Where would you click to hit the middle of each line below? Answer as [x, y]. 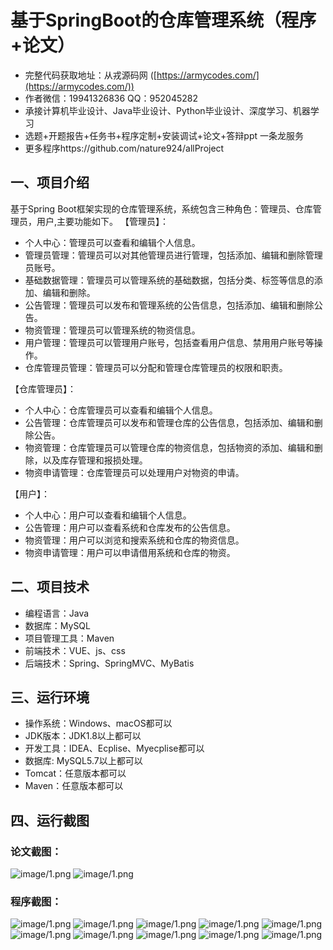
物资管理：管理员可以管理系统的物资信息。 [112, 330]
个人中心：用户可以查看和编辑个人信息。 [108, 515]
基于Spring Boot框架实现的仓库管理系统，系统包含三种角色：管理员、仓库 [161, 208]
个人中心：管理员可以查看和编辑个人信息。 [112, 242]
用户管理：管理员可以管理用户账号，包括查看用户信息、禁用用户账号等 [169, 342]
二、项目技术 [50, 587]
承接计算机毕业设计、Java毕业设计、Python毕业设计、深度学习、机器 [167, 110]
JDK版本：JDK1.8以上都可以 [83, 736]
